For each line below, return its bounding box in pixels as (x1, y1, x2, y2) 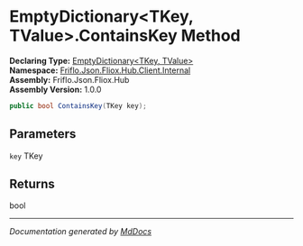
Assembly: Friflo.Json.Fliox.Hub (9, 74, 130, 85)
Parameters (9, 126, 77, 141)
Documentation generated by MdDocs (9, 226, 151, 237)
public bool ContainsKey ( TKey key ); (9, 101, 147, 110)
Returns (9, 177, 56, 192)
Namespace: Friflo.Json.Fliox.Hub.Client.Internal (9, 65, 191, 76)
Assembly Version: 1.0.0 (9, 84, 102, 95)
